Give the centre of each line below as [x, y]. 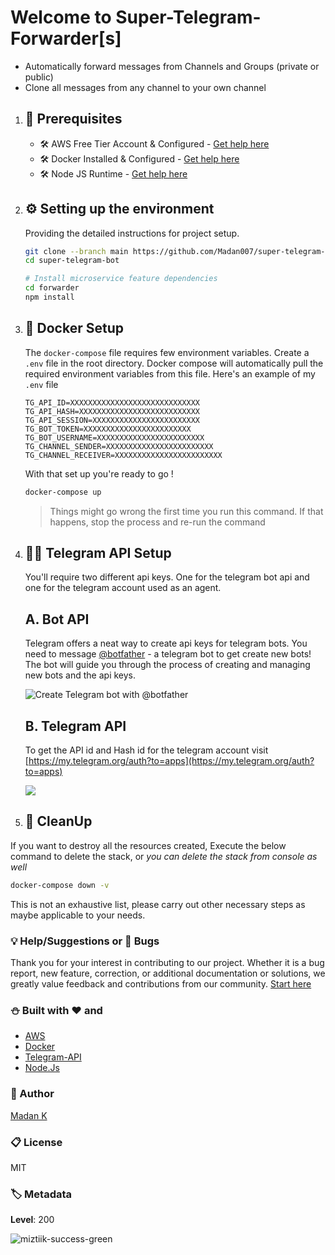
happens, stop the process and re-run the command [157, 522]
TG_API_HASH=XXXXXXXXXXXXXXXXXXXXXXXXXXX [112, 411]
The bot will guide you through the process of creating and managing [167, 665]
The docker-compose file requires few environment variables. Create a [167, 352]
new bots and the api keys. [80, 675]
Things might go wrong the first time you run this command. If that [186, 511]
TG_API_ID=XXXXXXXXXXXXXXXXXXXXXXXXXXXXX [112, 402]
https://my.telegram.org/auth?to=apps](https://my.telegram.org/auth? [171, 761]
